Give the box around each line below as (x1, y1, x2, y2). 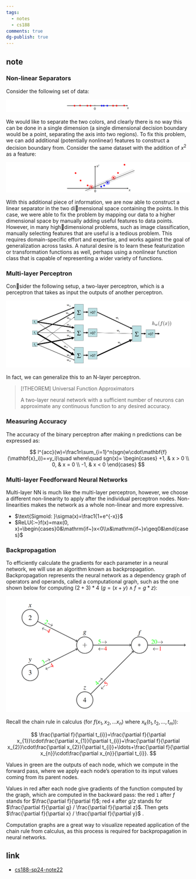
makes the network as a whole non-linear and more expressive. (30, 501, 184, 508)
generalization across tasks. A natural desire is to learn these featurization (6, 242, 185, 249)
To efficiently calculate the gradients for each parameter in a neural (6, 560, 169, 567)
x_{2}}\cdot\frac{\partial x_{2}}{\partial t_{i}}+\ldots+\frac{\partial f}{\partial (7, 743, 190, 750)
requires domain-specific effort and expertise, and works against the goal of (6, 235, 190, 243)
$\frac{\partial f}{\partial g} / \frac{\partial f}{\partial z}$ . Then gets (6, 803, 169, 810)
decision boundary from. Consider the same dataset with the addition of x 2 (6, 143, 187, 151)
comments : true (6, 28, 43, 34)
